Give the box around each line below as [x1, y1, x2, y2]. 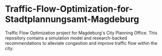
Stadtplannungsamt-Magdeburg [5, 14, 140, 25]
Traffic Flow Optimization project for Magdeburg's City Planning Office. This [5, 30, 158, 36]
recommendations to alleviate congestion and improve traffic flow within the [5, 40, 158, 46]
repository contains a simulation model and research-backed [5, 35, 127, 41]
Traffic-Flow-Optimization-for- [5, 3, 133, 15]
